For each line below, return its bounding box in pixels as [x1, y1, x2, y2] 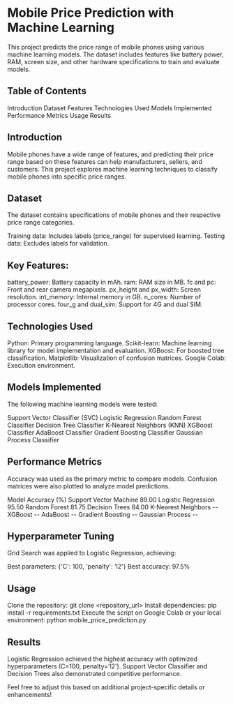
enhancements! [7, 691, 52, 699]
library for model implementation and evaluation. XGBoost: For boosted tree [7, 347, 225, 354]
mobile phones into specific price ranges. [7, 172, 127, 181]
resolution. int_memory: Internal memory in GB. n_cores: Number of [7, 293, 202, 301]
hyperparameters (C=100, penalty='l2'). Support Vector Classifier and [7, 662, 208, 671]
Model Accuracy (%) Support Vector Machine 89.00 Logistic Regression [7, 495, 215, 504]
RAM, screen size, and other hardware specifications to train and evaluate [7, 57, 220, 66]
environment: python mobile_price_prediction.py [7, 616, 146, 624]
